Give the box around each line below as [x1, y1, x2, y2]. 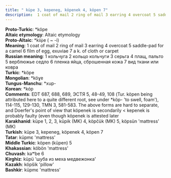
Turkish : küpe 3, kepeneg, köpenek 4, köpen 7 [5, 129, 103, 135]
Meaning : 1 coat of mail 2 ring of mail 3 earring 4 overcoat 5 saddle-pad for [5, 42, 164, 48]
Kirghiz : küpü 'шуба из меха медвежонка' [5, 156, 96, 162]
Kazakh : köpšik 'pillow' [5, 161, 54, 167]
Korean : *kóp [5, 85, 34, 92]
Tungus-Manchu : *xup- [5, 80, 56, 86]
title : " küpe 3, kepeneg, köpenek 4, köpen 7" [5, 7, 108, 13]
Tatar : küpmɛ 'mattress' [5, 134, 56, 140]
